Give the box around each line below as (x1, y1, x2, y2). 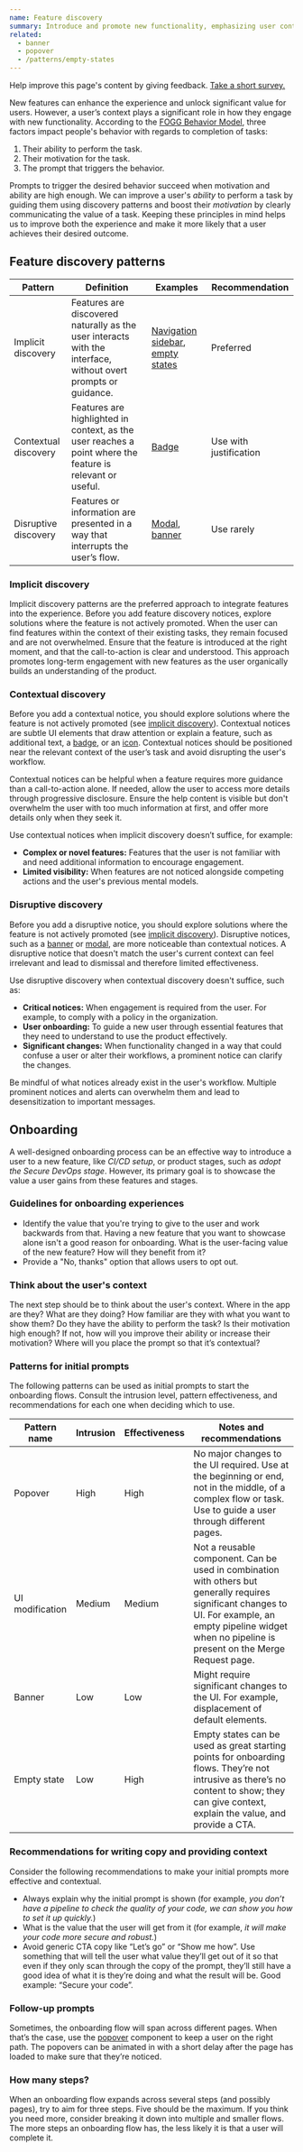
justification (210, 446, 261, 458)
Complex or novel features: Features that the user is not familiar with (22, 847, 281, 858)
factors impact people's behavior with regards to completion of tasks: (9, 126, 268, 136)
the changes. (22, 1059, 72, 1070)
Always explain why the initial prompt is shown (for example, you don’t (22, 1893, 285, 1904)
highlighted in (70, 412, 129, 425)
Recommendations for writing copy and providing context (9, 1845, 268, 1858)
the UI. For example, (193, 1691, 279, 1704)
